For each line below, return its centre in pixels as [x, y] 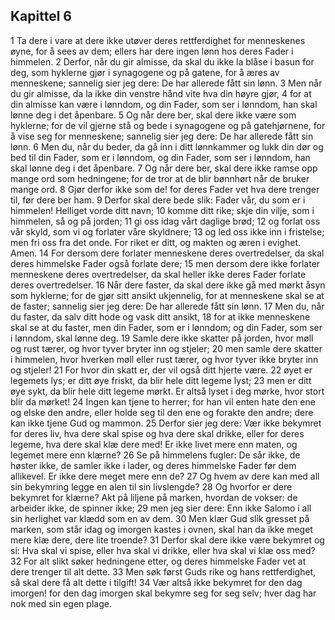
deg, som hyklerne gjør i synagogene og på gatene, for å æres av [145, 72]
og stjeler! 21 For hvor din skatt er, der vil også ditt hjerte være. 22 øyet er [161, 370]
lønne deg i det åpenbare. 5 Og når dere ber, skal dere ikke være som [153, 115]
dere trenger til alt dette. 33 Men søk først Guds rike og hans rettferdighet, [163, 571]
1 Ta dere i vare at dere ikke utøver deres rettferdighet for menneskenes [158, 40]
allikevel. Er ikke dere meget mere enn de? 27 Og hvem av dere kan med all [165, 476]
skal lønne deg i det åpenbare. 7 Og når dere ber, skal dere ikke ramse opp [164, 168]
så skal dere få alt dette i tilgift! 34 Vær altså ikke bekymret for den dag [156, 582]
